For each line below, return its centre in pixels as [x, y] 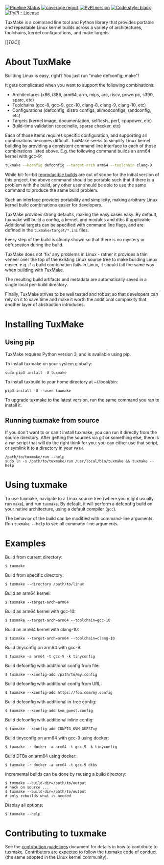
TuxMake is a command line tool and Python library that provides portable [80, 22]
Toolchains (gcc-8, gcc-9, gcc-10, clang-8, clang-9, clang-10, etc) [79, 105]
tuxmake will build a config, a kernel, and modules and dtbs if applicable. [79, 219]
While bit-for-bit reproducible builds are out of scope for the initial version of [82, 175]
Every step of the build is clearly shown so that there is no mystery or [75, 239]
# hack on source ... [27, 787]
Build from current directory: [34, 557]
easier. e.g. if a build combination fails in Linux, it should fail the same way [80, 264]
